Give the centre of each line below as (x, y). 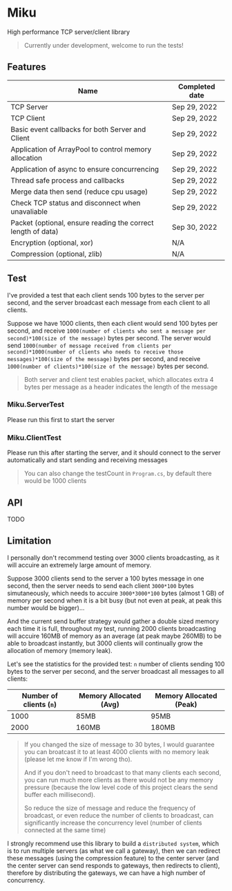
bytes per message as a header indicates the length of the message (121, 387)
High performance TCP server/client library (68, 32)
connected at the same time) (65, 830)
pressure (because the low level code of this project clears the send (121, 787)
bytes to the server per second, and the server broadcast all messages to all (116, 671)
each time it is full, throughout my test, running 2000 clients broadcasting (112, 628)
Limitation (29, 541)
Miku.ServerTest (36, 405)
